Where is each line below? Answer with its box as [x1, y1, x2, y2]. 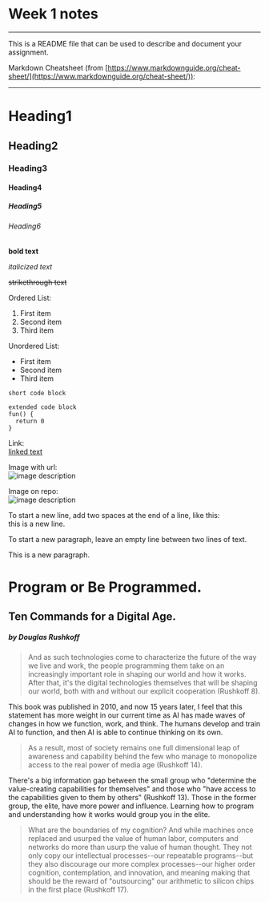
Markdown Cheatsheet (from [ [8, 63, 108, 72]
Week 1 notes [8, 5, 98, 23]
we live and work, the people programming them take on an [27, 661, 225, 670]
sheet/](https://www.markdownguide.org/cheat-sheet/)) [8, 71, 194, 81]
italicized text [8, 261, 53, 271]
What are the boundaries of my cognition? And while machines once [27, 825, 254, 835]
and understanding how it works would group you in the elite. [8, 810, 211, 819]
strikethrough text [8, 277, 67, 287]
